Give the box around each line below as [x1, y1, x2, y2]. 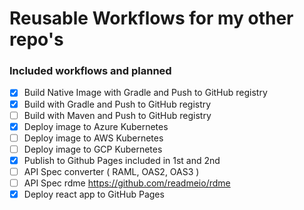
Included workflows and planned [9, 64, 172, 78]
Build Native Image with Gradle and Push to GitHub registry [23, 87, 268, 99]
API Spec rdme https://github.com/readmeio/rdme [23, 177, 231, 189]
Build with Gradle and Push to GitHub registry [23, 98, 212, 110]
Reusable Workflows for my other [9, 7, 294, 30]
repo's [9, 28, 64, 51]
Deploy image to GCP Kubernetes [23, 143, 163, 155]
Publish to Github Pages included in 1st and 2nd [23, 154, 221, 166]
